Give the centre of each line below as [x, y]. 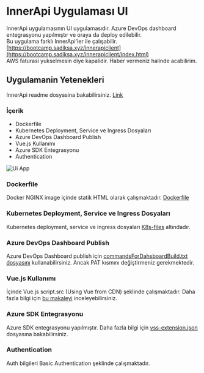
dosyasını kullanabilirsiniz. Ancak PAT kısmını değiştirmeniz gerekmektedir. [100, 262]
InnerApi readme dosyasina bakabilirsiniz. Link [65, 95]
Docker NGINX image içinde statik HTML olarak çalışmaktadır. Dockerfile [98, 198]
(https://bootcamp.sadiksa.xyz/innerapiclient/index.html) [78, 54]
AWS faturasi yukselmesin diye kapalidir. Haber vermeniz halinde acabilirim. [102, 61]
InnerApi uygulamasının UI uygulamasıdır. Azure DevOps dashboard [91, 28]
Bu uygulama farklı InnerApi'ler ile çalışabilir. [62, 41]
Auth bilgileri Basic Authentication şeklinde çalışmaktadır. [78, 363]
